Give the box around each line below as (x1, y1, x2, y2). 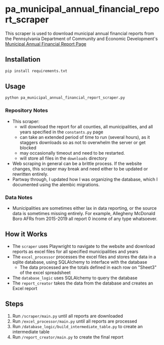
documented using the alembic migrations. (12, 181, 100, 187)
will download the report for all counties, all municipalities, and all (19, 123, 153, 129)
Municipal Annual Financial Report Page (5, 41, 87, 47)
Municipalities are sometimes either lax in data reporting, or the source (12, 205, 157, 211)
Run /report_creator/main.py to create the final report (12, 334, 124, 340)
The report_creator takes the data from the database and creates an (12, 280, 154, 286)
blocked (19, 145, 37, 151)
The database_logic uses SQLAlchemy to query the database (12, 275, 138, 281)
